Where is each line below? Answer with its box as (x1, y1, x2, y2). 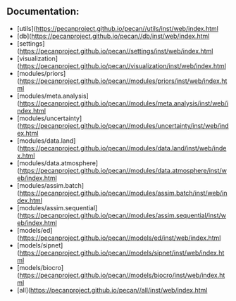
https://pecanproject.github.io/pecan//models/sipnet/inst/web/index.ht (19, 248, 225, 257)
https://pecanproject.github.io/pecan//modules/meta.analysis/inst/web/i (19, 98, 229, 108)
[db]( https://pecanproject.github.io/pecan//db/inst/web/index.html (16, 32, 210, 40)
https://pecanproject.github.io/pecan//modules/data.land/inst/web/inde (19, 143, 227, 152)
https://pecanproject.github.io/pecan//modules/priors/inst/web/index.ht (19, 77, 228, 85)
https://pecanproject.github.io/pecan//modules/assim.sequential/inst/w (19, 211, 227, 219)
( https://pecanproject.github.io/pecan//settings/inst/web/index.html (16, 46, 213, 55)
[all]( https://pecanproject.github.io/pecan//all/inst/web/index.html (16, 286, 208, 294)
